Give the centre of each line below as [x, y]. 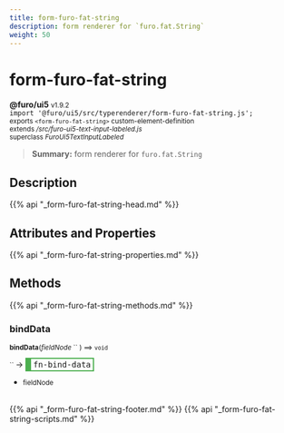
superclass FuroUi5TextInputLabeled [67, 137]
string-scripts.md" [44, 419]
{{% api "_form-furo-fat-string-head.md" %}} [94, 204]
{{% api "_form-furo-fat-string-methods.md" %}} [101, 305]
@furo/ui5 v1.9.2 [39, 104]
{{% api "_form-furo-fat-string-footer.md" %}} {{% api [111, 409]
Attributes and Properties [83, 233]
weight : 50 [30, 34]
